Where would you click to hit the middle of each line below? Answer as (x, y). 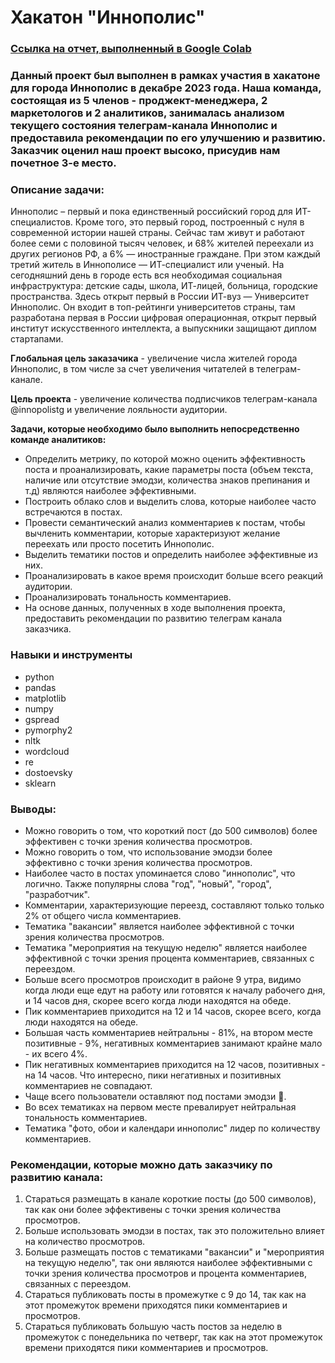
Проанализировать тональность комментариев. (128, 597)
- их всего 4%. (56, 1053)
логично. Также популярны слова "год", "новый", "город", (148, 883)
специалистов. (41, 222)
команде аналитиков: (58, 440)
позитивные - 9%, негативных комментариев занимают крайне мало (173, 1043)
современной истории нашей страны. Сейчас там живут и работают (157, 233)
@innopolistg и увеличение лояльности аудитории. (119, 410)
